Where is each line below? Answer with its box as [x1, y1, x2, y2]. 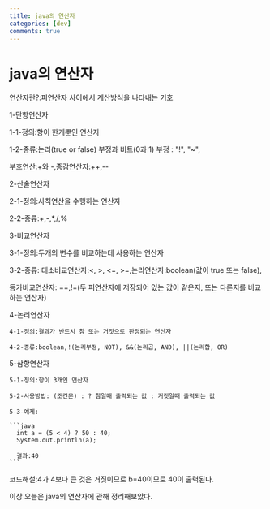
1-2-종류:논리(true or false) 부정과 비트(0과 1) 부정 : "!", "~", [9, 145, 201, 154]
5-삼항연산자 [9, 359, 50, 369]
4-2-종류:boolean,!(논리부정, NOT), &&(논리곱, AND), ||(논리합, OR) [9, 343, 229, 352]
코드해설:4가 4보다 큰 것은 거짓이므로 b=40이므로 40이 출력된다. [9, 474, 214, 484]
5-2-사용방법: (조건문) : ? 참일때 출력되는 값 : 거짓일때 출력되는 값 [9, 392, 216, 400]
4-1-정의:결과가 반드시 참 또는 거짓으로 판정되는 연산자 [9, 328, 172, 336]
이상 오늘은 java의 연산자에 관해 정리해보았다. [9, 492, 153, 502]
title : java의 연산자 [9, 11, 75, 20]
